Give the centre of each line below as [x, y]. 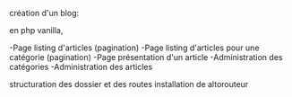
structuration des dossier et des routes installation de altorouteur [129, 84]
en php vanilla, [36, 30]
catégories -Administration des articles [81, 67]
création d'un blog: [44, 13]
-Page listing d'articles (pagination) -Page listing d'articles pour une [134, 48]
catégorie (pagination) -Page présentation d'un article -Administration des [146, 57]
